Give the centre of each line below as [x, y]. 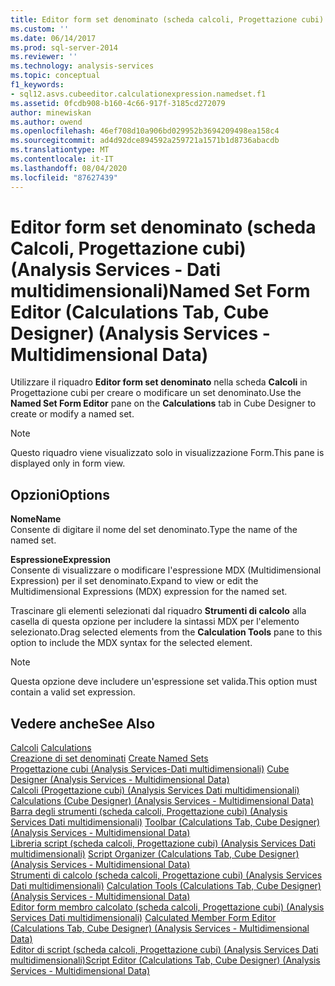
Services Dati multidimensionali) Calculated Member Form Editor [143, 918]
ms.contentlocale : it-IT [62, 159]
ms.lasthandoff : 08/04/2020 [69, 168]
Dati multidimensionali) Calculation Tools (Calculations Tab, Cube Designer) [166, 886]
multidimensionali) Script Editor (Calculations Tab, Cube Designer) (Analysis [165, 960]
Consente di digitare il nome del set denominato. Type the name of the [154, 530]
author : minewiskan [51, 112]
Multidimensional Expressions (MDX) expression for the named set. [149, 592]
